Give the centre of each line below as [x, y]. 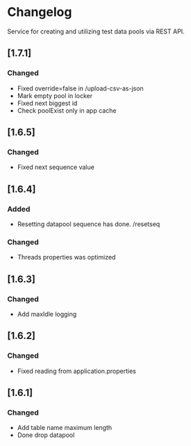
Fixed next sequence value [56, 167]
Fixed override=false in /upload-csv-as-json [80, 88]
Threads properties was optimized [66, 257]
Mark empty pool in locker [55, 95]
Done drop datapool [46, 435]
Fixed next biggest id [47, 103]
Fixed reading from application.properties [77, 371]
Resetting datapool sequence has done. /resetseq [89, 224]
